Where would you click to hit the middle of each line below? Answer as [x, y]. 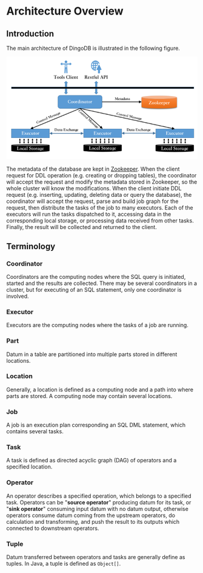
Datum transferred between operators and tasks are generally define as [96, 557]
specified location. [29, 467]
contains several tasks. [35, 431]
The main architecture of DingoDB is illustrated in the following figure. [93, 48]
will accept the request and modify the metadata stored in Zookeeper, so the [102, 182]
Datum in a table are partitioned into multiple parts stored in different [92, 354]
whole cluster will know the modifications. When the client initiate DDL [94, 188]
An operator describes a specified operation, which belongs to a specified [99, 496]
